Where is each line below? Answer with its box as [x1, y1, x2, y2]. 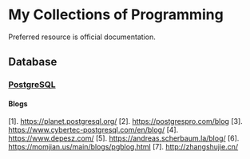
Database [8, 55, 58, 69]
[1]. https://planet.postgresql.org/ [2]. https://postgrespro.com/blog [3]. [8, 117, 244, 126]
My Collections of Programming [8, 6, 224, 24]
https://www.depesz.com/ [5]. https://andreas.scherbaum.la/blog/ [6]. [8, 133, 240, 143]
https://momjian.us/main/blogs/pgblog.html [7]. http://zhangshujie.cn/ [8, 142, 239, 152]
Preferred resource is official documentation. [8, 32, 156, 42]
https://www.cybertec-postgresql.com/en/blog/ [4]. [8, 125, 179, 135]
